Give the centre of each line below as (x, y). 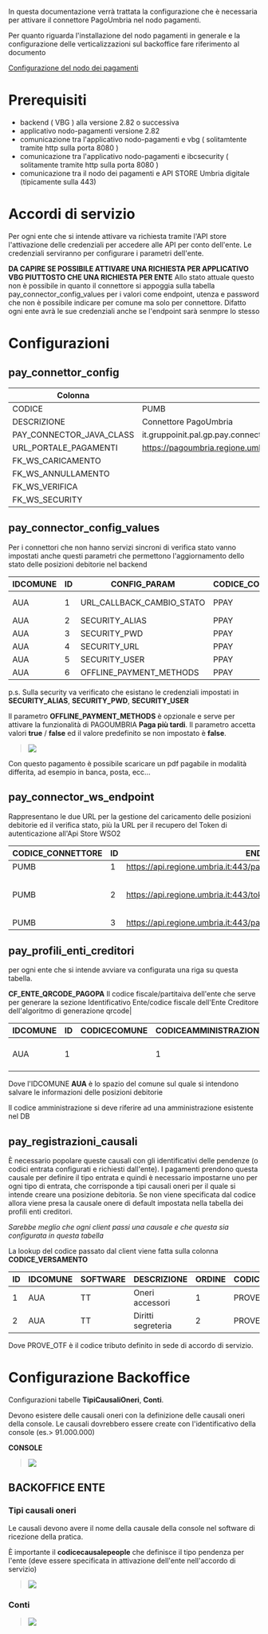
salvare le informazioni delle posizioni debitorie (86, 1092)
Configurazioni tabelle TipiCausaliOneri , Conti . (86, 1400)
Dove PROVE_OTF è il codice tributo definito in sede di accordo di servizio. (131, 1346)
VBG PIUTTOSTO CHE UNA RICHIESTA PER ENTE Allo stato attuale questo (131, 277)
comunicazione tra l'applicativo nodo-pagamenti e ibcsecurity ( (124, 156)
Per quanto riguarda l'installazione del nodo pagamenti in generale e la (124, 36)
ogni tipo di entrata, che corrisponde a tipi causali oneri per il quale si (122, 1187)
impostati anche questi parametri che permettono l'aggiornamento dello (126, 555)
